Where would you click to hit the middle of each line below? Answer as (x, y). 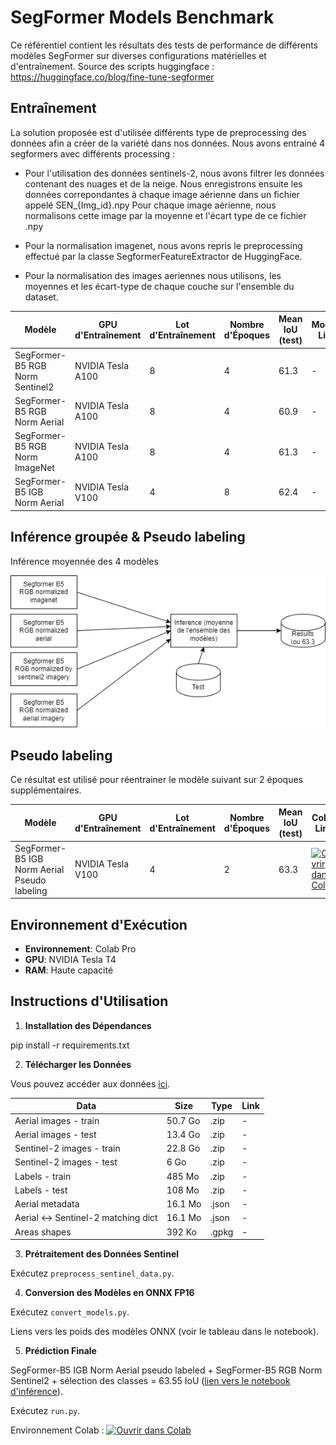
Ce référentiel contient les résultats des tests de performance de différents (164, 45)
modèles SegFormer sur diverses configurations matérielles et (138, 55)
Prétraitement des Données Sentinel (102, 1254)
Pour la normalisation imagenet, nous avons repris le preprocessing (163, 245)
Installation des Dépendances (88, 1025)
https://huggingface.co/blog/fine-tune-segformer (112, 77)
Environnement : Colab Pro (80, 949)
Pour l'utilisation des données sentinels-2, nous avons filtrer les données (174, 173)
